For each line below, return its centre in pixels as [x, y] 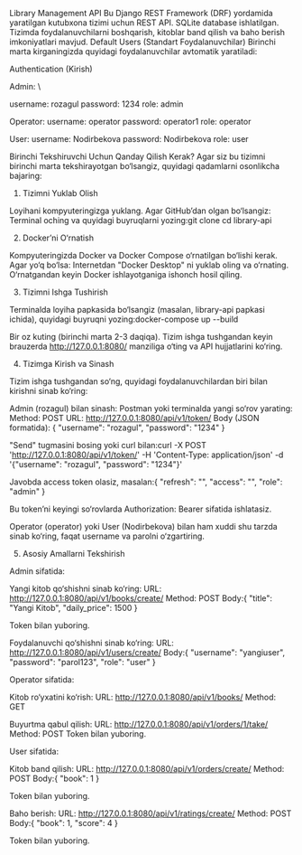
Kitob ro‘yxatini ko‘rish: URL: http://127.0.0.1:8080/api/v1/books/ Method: [143, 697]
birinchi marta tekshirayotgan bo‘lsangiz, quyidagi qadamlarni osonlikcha [145, 166]
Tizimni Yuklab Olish [60, 193]
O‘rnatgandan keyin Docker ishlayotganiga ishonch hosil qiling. [126, 274]
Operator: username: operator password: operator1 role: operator [130, 122]
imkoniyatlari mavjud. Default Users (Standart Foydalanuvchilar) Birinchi [143, 42]
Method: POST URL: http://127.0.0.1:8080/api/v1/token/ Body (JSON [134, 418]
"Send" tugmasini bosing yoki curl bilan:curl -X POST [108, 445]
